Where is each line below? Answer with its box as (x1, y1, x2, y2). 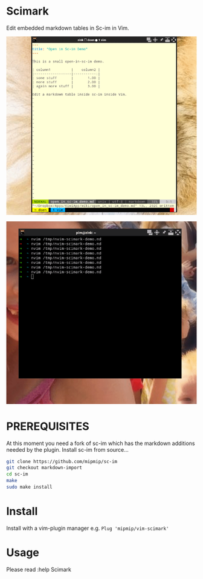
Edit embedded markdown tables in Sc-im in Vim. (6, 24, 129, 32)
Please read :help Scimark (6, 566, 71, 573)
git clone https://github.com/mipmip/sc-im (6, 458, 118, 464)
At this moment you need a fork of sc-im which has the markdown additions (6, 440, 195, 447)
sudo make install (6, 484, 53, 490)
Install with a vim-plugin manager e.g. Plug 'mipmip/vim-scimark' (6, 524, 169, 532)
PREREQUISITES (6, 420, 89, 433)
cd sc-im (6, 471, 28, 477)
